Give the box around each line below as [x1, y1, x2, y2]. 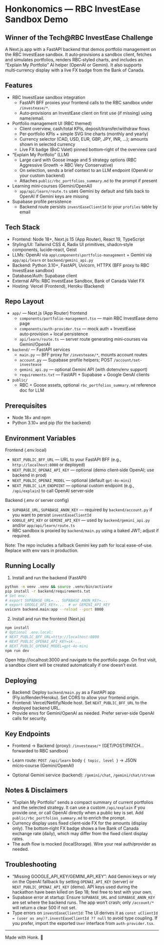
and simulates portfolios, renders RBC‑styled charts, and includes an [5, 57, 143, 62]
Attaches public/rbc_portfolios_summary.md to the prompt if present [19, 177, 158, 183]
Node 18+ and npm [12, 415, 51, 421]
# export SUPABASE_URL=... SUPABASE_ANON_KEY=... [5, 598, 108, 603]
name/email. [19, 115, 45, 121]
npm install [5, 625, 29, 630]
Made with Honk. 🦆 [5, 934, 43, 940]
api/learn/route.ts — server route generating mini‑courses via [19, 336, 147, 342]
